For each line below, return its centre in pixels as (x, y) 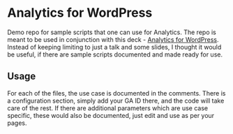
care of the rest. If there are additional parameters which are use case (107, 108)
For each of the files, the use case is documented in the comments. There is (116, 93)
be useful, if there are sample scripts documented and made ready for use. (115, 54)
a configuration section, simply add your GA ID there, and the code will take (116, 100)
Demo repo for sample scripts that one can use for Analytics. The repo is (112, 32)
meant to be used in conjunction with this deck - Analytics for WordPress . (113, 39)
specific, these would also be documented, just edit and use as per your (111, 115)
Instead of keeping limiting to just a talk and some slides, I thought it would (114, 47)
